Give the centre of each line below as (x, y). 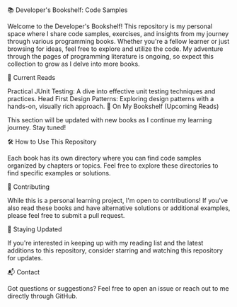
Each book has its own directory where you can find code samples (104, 158)
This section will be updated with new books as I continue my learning (110, 120)
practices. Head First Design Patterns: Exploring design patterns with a (111, 99)
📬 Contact (24, 272)
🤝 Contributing (29, 187)
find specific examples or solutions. (59, 173)
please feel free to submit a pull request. (66, 215)
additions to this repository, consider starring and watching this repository (115, 250)
